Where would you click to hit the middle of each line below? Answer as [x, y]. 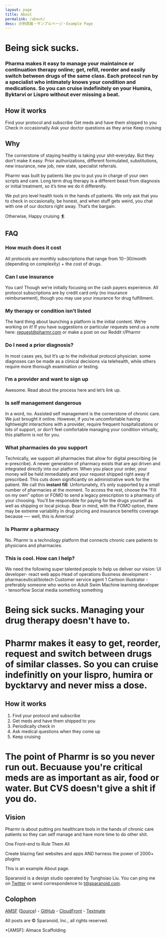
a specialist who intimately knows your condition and [71, 82]
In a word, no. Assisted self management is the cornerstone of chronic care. [83, 414]
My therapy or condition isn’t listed [48, 311]
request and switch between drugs [79, 654]
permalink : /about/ [25, 19]
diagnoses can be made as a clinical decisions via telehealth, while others [81, 361]
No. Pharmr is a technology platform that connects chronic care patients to [82, 540]
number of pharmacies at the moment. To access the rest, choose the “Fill [81, 490]
